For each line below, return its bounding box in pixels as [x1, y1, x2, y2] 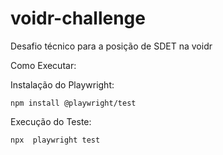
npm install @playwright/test [10, 98, 137, 108]
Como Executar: [10, 59, 77, 71]
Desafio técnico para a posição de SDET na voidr [10, 40, 213, 52]
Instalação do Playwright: [10, 78, 115, 91]
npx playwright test [10, 135, 101, 145]
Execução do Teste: [10, 115, 92, 127]
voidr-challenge [10, 7, 146, 30]
